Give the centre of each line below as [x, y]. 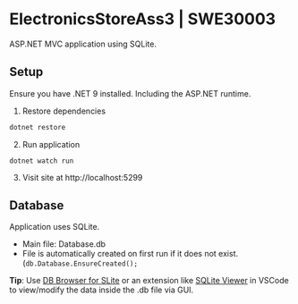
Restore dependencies [64, 111]
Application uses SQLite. [55, 227]
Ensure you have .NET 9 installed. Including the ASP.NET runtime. [130, 93]
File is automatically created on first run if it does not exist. [130, 254]
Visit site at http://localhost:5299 [82, 177]
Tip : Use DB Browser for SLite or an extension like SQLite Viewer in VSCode [149, 281]
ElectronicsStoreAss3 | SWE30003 [142, 19]
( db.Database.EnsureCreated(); [80, 263]
